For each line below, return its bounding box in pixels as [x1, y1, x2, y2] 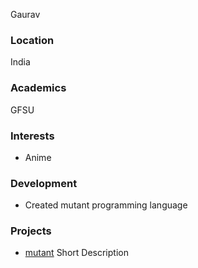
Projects [10, 224, 52, 238]
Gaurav [10, 9, 41, 20]
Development [10, 176, 78, 190]
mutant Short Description [24, 247, 129, 259]
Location [10, 33, 55, 47]
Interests [10, 129, 55, 143]
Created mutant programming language [24, 199, 188, 211]
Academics [10, 81, 67, 95]
